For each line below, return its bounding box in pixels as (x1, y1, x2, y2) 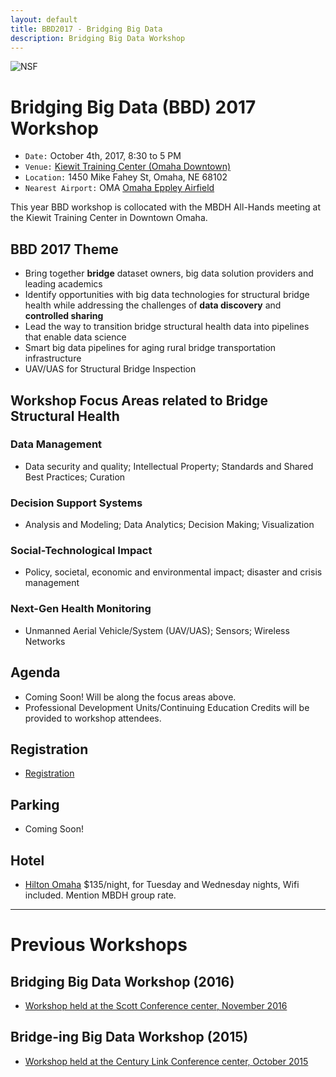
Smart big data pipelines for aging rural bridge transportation (24, 342, 277, 354)
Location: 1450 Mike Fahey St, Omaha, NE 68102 (24, 171, 228, 183)
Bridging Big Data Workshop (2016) (10, 973, 235, 990)
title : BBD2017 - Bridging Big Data (10, 24, 163, 34)
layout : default (10, 14, 78, 25)
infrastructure (24, 352, 82, 365)
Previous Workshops (10, 934, 188, 956)
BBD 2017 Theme (10, 241, 119, 258)
